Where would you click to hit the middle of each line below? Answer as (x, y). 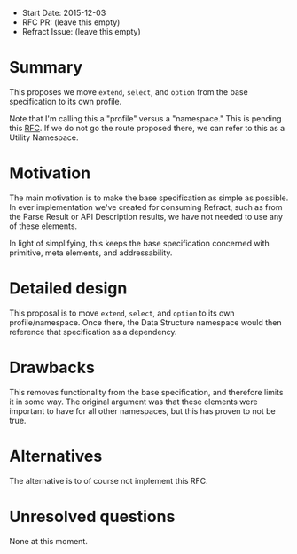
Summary (46, 68)
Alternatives (56, 456)
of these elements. (43, 226)
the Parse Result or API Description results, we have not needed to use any (146, 216)
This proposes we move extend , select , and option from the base (129, 91)
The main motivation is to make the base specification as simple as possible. (149, 198)
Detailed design (68, 289)
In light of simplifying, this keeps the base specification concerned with (140, 243)
